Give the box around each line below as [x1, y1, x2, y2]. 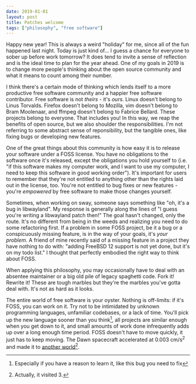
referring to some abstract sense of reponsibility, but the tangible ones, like [6, 127, 187, 134]
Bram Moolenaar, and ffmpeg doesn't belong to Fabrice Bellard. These [6, 108, 176, 115]
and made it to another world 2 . [6, 342, 80, 350]
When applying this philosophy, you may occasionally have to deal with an [6, 267, 185, 274]
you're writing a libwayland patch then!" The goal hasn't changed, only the [6, 212, 185, 219]
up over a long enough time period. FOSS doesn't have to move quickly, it [6, 328, 183, 335]
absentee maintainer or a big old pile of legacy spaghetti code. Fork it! [6, 273, 174, 280]
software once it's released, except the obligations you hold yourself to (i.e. [6, 157, 188, 164]
